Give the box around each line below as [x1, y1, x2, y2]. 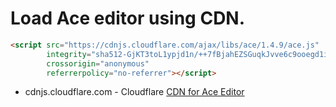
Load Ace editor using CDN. [10, 7, 246, 30]
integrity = [46, 49, 92, 59]
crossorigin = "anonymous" [46, 58, 150, 69]
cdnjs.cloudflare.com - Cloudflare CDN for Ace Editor [24, 86, 245, 98]
